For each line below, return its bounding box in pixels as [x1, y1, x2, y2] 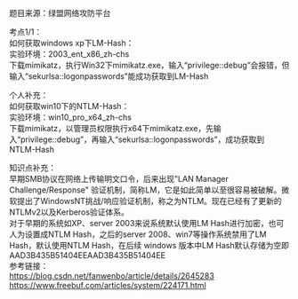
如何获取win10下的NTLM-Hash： [9, 101, 130, 111]
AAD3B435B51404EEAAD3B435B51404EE [9, 250, 166, 260]
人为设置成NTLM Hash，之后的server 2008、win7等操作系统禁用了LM [9, 229, 267, 240]
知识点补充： [9, 162, 56, 173]
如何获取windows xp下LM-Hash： [9, 38, 134, 48]
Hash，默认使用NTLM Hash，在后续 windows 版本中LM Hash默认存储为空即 [9, 240, 289, 250]
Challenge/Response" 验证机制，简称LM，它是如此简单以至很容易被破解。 [9, 185, 282, 195]
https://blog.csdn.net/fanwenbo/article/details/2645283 [9, 271, 215, 281]
